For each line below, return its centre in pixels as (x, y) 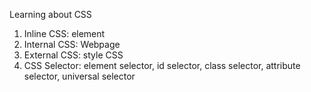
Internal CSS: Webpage (72, 44)
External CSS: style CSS (73, 55)
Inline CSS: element (64, 33)
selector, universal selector (79, 76)
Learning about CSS (50, 14)
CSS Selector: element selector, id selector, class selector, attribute (162, 65)
